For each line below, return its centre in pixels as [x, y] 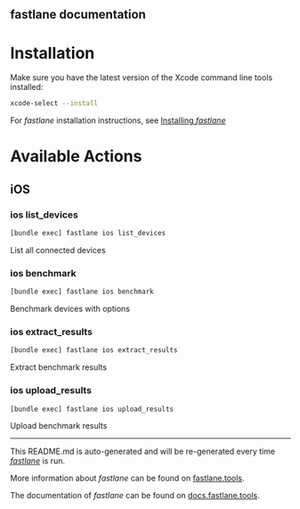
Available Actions [76, 156]
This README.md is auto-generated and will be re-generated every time [142, 452]
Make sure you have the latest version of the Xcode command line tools [142, 78]
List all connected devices [58, 250]
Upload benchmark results [59, 426]
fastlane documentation [78, 15]
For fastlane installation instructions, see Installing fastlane [118, 120]
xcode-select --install [54, 103]
